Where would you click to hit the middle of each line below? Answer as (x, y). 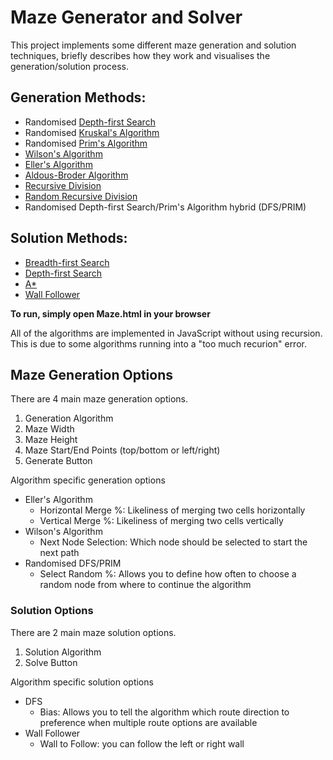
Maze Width (49, 429)
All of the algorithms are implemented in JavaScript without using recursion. (166, 333)
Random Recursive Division (81, 196)
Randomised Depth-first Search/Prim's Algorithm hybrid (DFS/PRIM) (165, 207)
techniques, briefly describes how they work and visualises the (140, 55)
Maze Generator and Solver (126, 17)
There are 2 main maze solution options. (93, 632)
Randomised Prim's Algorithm (86, 143)
